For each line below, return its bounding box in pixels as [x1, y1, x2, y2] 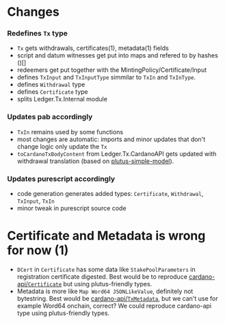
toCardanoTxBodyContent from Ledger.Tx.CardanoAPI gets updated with [16, 149, 217, 158]
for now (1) [7, 242, 69, 258]
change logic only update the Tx [16, 142, 107, 151]
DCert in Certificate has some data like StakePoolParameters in [16, 265, 196, 274]
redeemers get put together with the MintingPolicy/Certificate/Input [16, 66, 207, 74]
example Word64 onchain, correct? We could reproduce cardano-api [16, 302, 212, 310]
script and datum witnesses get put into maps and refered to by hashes [16, 51, 219, 60]
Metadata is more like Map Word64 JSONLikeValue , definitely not [16, 287, 194, 295]
